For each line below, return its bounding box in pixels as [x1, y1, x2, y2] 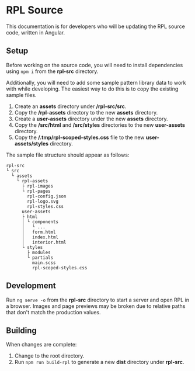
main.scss [32, 259, 57, 266]
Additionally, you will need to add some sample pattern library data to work [6, 79, 186, 86]
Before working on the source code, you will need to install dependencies [6, 61, 183, 68]
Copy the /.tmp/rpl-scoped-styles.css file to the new [14, 134, 145, 141]
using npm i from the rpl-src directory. [6, 68, 99, 75]
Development [6, 281, 57, 291]
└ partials [27, 255, 54, 261]
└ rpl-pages [21, 188, 51, 194]
